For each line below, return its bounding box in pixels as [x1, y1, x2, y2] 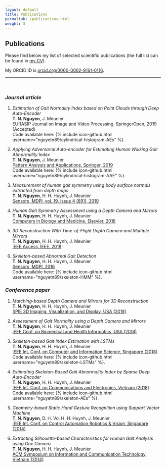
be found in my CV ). [5, 58, 46, 64]
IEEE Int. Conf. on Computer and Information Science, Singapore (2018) [12, 349, 158, 355]
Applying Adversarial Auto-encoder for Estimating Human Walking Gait [12, 147, 158, 153]
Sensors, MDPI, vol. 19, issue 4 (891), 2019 [12, 198, 99, 204]
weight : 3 [5, 21, 26, 26]
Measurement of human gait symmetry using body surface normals [12, 182, 151, 188]
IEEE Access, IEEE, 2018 [12, 244, 62, 250]
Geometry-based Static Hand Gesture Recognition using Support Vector [12, 405, 160, 411]
